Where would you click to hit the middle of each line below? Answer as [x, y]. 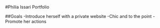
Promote [14, 21]
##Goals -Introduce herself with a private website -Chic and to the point [79, 16]
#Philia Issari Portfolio [27, 7]
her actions [35, 21]
